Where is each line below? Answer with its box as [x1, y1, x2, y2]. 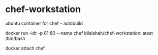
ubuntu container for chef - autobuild [5, 20, 83, 26]
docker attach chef [5, 45, 45, 51]
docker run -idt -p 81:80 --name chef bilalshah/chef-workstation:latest [5, 30, 153, 36]
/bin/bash [5, 35, 25, 41]
